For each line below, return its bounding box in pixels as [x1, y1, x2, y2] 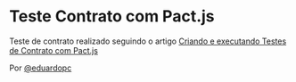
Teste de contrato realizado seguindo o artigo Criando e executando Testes [9, 36, 287, 46]
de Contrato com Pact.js [9, 45, 98, 55]
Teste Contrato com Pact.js [9, 6, 216, 27]
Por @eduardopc [9, 62, 72, 73]
